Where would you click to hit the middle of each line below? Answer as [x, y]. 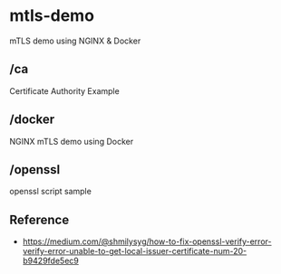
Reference [39, 219]
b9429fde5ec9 [50, 261]
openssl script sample [51, 192]
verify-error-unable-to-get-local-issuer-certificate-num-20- [135, 251]
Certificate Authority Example [64, 90]
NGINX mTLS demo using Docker [72, 141]
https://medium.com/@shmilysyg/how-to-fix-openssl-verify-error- [147, 241]
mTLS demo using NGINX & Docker [75, 41]
